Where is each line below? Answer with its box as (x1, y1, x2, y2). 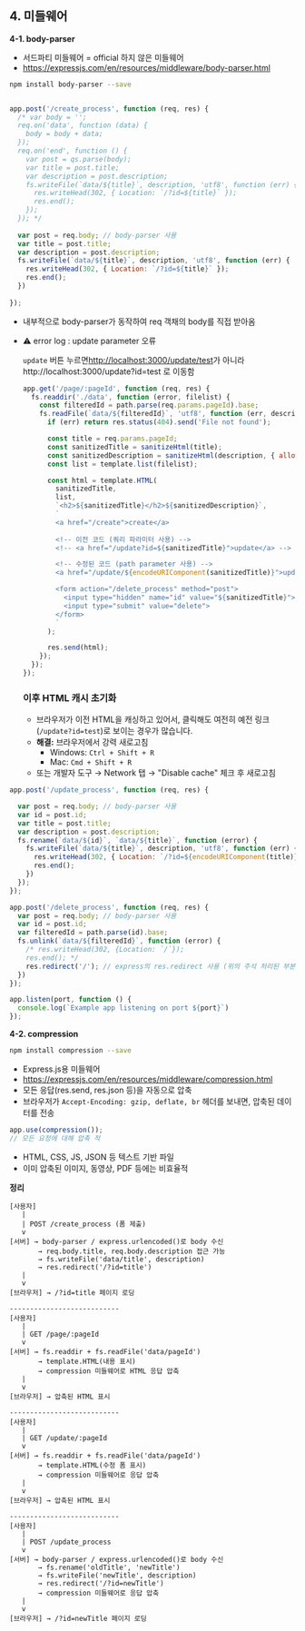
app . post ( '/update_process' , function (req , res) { (9, 786, 209, 795)
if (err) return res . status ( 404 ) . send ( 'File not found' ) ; (46, 418, 271, 427)
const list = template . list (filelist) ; (46, 460, 198, 469)
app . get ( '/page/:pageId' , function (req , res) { (22, 384, 211, 393)
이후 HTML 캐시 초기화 (22, 691, 117, 704)
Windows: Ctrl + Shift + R (49, 747, 154, 758)
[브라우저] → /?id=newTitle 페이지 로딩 (9, 1614, 147, 1623)
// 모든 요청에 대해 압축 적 (9, 1133, 101, 1142)
